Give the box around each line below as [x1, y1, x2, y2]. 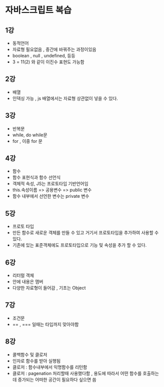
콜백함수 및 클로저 [12, 352, 47, 358]
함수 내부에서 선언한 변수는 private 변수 [12, 193, 90, 199]
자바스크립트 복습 [5, 4, 72, 16]
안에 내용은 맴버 [12, 279, 43, 285]
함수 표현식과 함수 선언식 [12, 174, 61, 180]
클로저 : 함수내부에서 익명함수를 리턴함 [12, 364, 87, 370]
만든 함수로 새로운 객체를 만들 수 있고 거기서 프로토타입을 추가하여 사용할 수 [12, 230, 159, 236]
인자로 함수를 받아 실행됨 [12, 358, 61, 364]
